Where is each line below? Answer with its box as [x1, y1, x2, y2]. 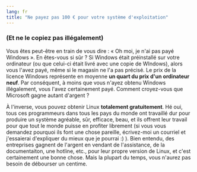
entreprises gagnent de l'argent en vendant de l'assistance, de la [6, 141, 165, 148]
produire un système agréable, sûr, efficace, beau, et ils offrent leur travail [6, 115, 188, 123]
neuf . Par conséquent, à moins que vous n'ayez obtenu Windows [6, 79, 166, 86]
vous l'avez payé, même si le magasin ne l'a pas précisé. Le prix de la [6, 66, 176, 73]
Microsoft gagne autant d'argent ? [6, 92, 90, 99]
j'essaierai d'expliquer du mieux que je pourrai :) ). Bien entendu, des [6, 135, 175, 142]
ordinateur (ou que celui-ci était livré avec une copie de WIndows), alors [6, 60, 183, 67]
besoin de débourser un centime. [6, 160, 88, 167]
